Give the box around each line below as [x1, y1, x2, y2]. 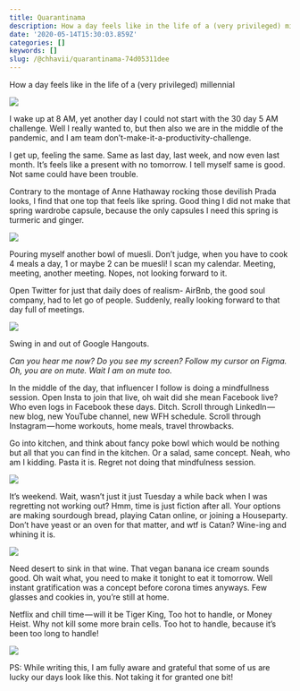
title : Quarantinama [9, 13, 87, 22]
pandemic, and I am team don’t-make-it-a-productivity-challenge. [9, 132, 252, 143]
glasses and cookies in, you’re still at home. [9, 592, 170, 602]
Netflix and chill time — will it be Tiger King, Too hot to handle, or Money [9, 610, 272, 619]
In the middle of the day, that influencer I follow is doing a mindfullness [9, 382, 270, 393]
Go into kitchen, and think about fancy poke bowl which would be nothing [9, 438, 279, 448]
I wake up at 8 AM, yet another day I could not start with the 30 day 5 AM [9, 114, 279, 124]
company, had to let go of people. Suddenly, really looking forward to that [9, 294, 280, 305]
